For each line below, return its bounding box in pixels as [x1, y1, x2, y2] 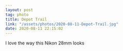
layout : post [5, 7, 33, 13]
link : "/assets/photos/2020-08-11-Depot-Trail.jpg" [5, 21, 118, 27]
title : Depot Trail [5, 17, 47, 22]
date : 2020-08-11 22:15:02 [5, 26, 63, 31]
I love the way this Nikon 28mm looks [5, 40, 85, 46]
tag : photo [5, 12, 29, 17]
